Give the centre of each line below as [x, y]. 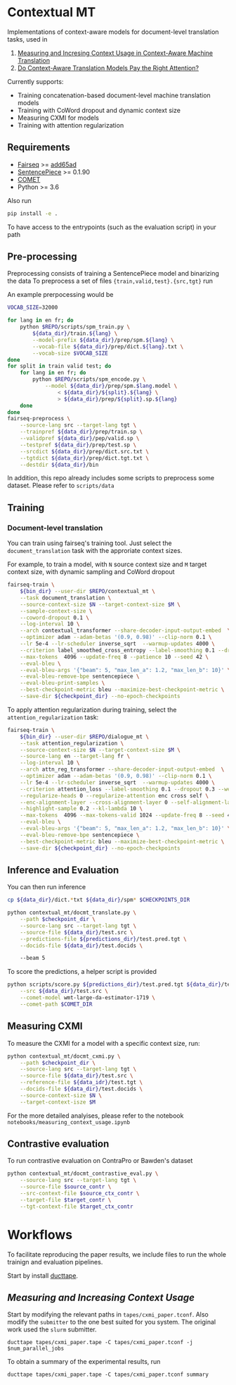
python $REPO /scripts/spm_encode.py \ [89, 379]
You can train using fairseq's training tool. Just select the [90, 543]
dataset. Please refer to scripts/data [61, 486]
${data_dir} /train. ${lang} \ [75, 334]
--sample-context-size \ [56, 611]
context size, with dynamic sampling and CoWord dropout [91, 572]
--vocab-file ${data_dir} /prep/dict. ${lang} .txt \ [108, 346]
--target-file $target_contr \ [66, 1200]
